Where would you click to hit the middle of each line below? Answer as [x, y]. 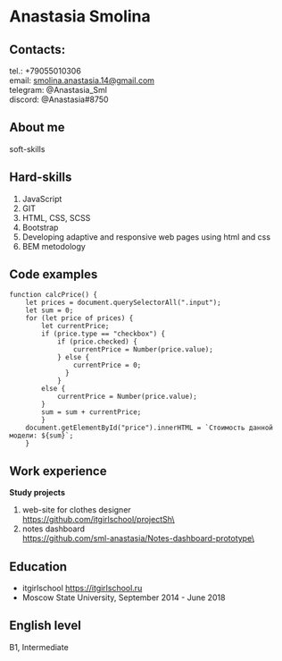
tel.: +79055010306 [46, 71]
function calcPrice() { [54, 295]
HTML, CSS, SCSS [56, 217]
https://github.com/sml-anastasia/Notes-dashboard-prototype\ [138, 538]
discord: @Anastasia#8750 [59, 99]
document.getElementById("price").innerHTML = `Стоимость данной [149, 428]
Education [38, 567]
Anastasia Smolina [80, 17]
